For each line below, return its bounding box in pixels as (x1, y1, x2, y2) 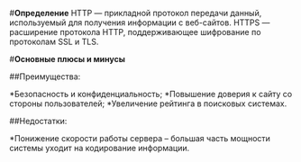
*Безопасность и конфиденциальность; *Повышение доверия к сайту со (9, 89, 293, 99)
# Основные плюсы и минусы (9, 54, 126, 64)
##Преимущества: (9, 71, 81, 82)
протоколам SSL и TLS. (9, 36, 99, 47)
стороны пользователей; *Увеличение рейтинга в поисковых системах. (9, 98, 287, 109)
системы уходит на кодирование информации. (9, 143, 190, 153)
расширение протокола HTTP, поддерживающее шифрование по (9, 27, 261, 37)
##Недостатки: (9, 116, 68, 126)
